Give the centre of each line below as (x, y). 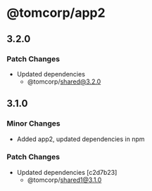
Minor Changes (33, 124)
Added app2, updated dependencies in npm (81, 139)
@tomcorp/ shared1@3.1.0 (64, 180)
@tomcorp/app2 (56, 13)
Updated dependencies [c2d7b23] (67, 172)
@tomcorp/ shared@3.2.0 (64, 81)
